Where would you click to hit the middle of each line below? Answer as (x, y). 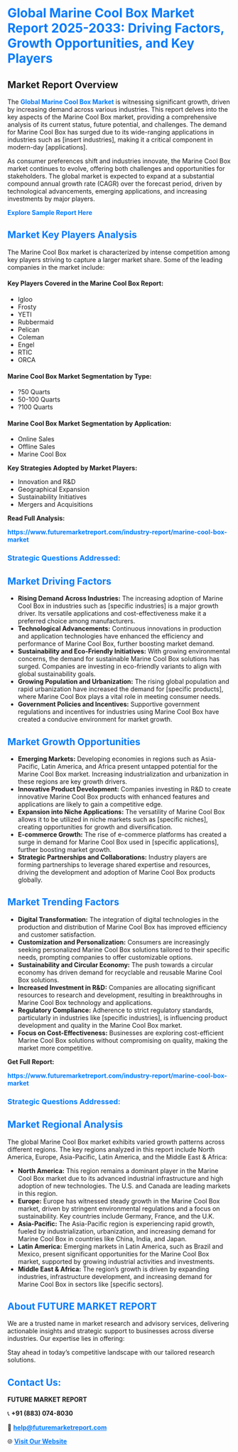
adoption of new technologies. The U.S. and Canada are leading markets (124, 1186)
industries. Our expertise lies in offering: (66, 1339)
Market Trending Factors (63, 902)
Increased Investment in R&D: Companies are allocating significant (117, 987)
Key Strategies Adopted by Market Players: (72, 468)
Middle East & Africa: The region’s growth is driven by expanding (113, 1269)
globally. (30, 880)
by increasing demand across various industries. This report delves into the (118, 109)
